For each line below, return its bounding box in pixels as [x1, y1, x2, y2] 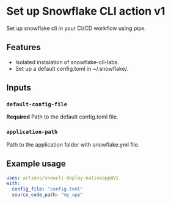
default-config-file [6, 101, 68, 108]
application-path [6, 128, 58, 136]
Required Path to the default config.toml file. [6, 113, 118, 120]
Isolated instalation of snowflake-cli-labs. [15, 58, 119, 65]
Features [6, 42, 41, 53]
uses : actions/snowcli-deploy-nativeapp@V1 [6, 175, 119, 181]
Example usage [6, 159, 66, 169]
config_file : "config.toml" [12, 186, 84, 192]
